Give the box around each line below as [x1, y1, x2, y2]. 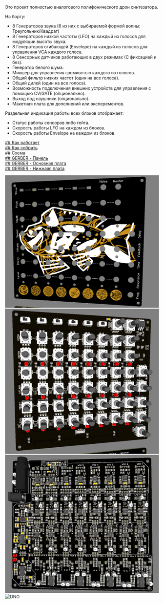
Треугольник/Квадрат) [12, 28, 60, 34]
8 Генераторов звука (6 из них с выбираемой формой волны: [12, 23, 141, 29]
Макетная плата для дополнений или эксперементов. [12, 101, 124, 106]
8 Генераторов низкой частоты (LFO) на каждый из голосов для [12, 34, 146, 39]
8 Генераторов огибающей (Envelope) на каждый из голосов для [12, 44, 148, 49]
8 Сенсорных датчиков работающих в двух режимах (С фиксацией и [12, 54, 157, 60]
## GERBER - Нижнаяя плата [5, 166, 65, 171]
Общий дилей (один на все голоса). [12, 80, 87, 86]
